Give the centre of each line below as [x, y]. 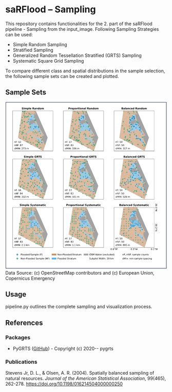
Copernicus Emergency [30, 278]
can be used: [19, 34]
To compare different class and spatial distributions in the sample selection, [85, 71]
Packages [18, 337]
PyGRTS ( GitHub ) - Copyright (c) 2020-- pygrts [63, 349]
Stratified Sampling [33, 50]
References [24, 322]
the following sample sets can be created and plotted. [62, 76]
